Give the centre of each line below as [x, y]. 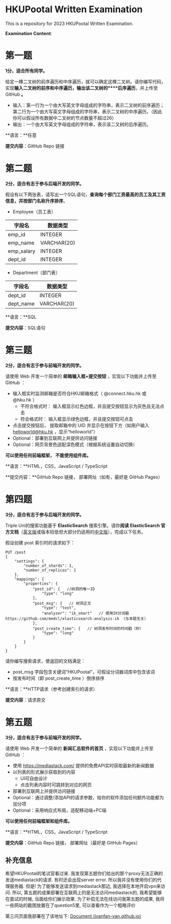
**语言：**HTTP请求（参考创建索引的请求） [51, 689]
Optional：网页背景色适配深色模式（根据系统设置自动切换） [75, 444]
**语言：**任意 [21, 135]
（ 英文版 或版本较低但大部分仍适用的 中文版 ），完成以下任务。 [82, 532]
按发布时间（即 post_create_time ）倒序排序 [59, 678]
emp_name [21, 242]
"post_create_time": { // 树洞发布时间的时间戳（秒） [88, 629]
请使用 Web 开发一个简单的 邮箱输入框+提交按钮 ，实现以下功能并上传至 [81, 376]
